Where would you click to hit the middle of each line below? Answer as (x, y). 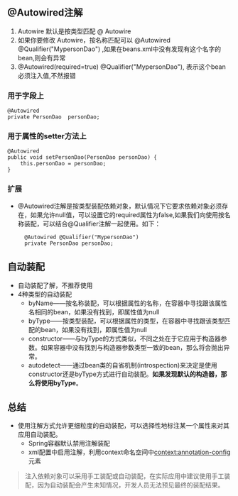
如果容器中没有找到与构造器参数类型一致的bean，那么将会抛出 (132, 347)
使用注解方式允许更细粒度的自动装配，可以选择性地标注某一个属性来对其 (123, 426)
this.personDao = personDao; (63, 164)
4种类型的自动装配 (45, 294)
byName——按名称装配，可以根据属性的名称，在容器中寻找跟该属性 (128, 303)
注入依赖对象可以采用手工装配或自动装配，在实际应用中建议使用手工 (124, 476)
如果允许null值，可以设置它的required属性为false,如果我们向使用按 (128, 214)
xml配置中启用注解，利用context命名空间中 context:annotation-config (129, 452)
